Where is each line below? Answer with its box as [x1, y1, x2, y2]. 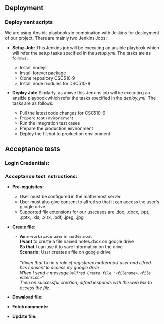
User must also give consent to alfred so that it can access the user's [19, 199, 160, 205]
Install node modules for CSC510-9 [19, 80, 91, 86]
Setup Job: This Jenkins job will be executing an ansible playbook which [12, 44, 159, 51]
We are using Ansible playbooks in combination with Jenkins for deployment [5, 29, 159, 36]
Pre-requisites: [12, 184, 44, 190]
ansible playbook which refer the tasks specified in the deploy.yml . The [12, 95, 156, 101]
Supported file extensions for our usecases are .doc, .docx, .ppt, [19, 209, 150, 215]
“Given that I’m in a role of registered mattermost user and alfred [19, 260, 151, 265]
